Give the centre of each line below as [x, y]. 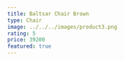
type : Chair [25, 20]
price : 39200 [26, 40]
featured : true [29, 46]
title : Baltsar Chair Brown [48, 14]
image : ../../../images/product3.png [62, 27]
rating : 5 [22, 33]
